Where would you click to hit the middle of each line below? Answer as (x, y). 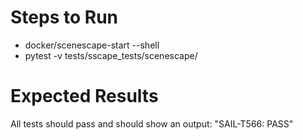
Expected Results (84, 96)
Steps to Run (64, 17)
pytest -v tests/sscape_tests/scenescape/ (111, 55)
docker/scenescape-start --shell (92, 45)
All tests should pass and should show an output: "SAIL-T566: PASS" (152, 123)
